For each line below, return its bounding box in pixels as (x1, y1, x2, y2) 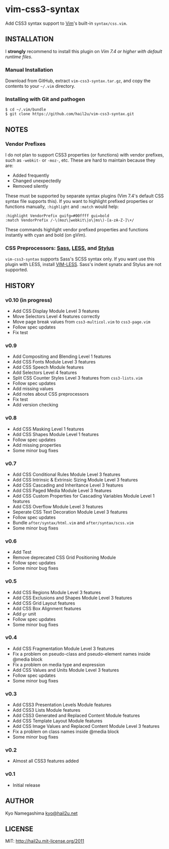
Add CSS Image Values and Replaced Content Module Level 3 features (12, 723, 160, 729)
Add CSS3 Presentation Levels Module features (12, 702, 112, 708)
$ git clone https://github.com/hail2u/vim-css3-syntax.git (5, 112, 135, 117)
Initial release (12, 782, 40, 788)
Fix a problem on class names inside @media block (12, 728, 120, 735)
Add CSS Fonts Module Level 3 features (12, 359, 96, 365)
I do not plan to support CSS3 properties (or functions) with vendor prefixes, (5, 152, 164, 158)
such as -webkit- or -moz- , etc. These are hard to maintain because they (5, 157, 155, 164)
